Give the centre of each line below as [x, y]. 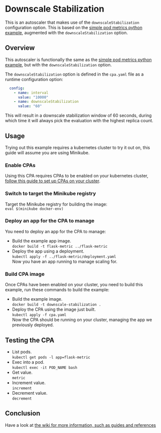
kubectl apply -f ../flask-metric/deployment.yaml [64, 257]
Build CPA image [25, 274]
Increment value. [29, 383]
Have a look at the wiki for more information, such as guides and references [80, 425]
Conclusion [23, 413]
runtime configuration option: [34, 79]
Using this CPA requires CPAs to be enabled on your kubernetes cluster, [77, 176]
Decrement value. [30, 393]
